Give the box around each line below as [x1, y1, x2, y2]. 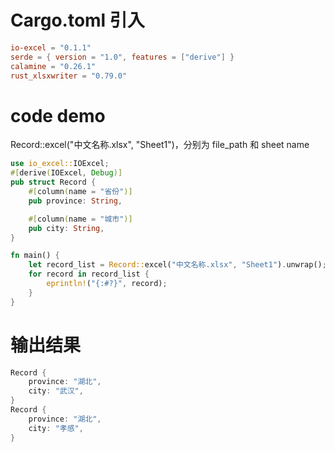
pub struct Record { [10, 177, 97, 188]
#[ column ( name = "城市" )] [28, 214, 133, 224]
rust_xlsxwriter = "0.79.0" [10, 71, 128, 81]
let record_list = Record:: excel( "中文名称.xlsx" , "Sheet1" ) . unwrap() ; [28, 260, 327, 270]
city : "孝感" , [28, 423, 84, 433]
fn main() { [10, 251, 60, 261]
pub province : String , [28, 196, 123, 206]
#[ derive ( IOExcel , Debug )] [10, 168, 123, 178]
